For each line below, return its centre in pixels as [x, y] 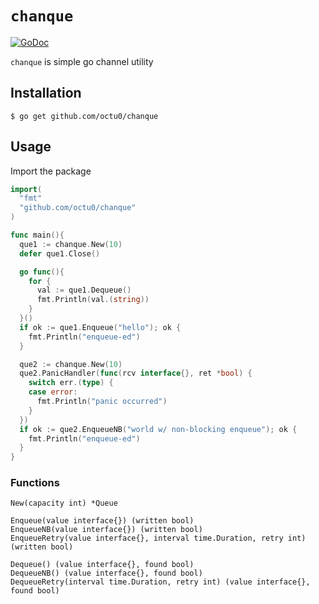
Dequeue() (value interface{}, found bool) [102, 565]
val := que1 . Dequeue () [84, 290]
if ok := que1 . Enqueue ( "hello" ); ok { [100, 327]
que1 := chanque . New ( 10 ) [71, 244]
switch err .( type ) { [71, 383]
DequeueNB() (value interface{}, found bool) [106, 573]
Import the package [51, 171]
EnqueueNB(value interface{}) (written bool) [106, 530]
